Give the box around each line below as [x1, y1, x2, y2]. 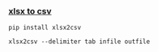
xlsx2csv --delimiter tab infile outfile [8, 38, 151, 46]
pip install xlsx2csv [8, 24, 82, 32]
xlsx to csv [8, 6, 52, 17]
